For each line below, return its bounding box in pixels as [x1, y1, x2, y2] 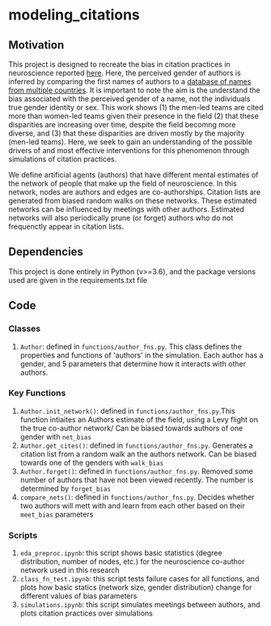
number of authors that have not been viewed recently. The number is [19, 474, 254, 484]
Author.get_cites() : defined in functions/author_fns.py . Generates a [19, 440, 253, 450]
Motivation [8, 38, 65, 52]
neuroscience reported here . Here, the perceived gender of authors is [8, 68, 241, 78]
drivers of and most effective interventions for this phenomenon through [8, 146, 249, 155]
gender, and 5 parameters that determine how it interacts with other [19, 358, 247, 368]
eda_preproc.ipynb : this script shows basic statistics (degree [19, 548, 222, 558]
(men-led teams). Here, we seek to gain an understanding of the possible [8, 137, 253, 147]
